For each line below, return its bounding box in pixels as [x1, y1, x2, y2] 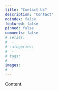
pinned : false [5, 26, 34, 31]
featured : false [5, 21, 38, 26]
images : [5, 63, 21, 68]
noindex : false [5, 16, 36, 21]
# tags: [5, 53, 21, 59]
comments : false [5, 30, 38, 35]
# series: [5, 35, 26, 40]
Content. [5, 81, 23, 87]
